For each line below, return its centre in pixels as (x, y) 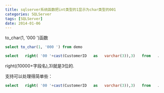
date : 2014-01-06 (23, 23)
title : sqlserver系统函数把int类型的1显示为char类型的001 (61, 10)
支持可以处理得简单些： (29, 76)
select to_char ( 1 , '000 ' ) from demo (44, 47)
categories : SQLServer (28, 14)
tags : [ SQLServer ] (24, 19)
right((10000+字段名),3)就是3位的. (40, 66)
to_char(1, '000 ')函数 (27, 38)
